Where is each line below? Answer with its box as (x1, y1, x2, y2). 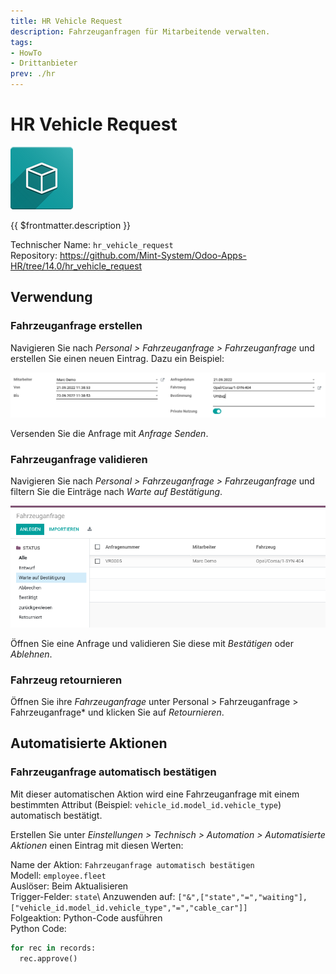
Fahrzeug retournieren (10, 673, 123, 687)
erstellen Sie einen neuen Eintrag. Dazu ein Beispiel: (10, 352, 225, 364)
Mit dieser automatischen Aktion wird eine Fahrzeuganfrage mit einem (10, 788, 300, 800)
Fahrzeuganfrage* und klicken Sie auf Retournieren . (10, 706, 225, 719)
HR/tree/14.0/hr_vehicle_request (10, 260, 143, 272)
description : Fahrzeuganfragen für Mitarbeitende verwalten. (10, 26, 271, 37)
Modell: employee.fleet (10, 869, 107, 881)
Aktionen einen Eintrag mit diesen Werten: (10, 839, 184, 851)
